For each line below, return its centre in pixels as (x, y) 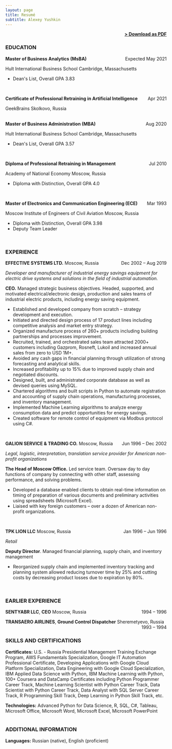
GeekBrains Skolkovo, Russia (36, 108)
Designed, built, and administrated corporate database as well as (81, 380)
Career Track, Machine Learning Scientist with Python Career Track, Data (83, 684)
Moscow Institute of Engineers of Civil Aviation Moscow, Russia (72, 213)
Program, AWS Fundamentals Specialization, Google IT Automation (76, 657)
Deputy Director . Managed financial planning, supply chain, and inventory (84, 551)
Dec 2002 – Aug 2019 (144, 263)
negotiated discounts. (36, 374)
